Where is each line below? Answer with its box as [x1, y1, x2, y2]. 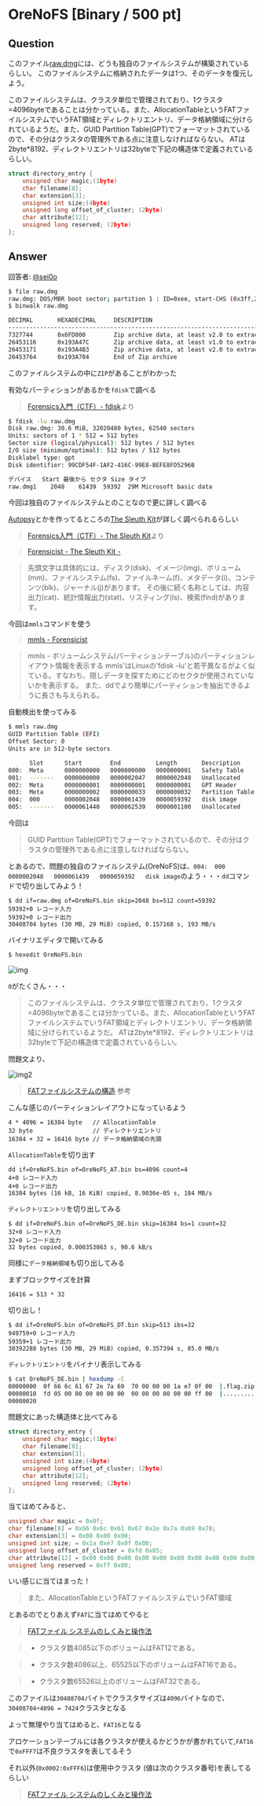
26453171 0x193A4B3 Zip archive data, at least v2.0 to [8, 345, 234, 353]
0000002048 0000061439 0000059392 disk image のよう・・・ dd [8, 872, 229, 881]
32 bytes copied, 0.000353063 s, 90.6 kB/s [8, 1243, 153, 1251]
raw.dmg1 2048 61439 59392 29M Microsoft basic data [8, 482, 213, 491]
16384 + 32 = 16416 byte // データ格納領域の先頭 [8, 1135, 163, 1143]
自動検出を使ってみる [8, 707, 77, 717]
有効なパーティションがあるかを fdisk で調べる [8, 385, 156, 394]
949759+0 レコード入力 [8, 1329, 75, 1337]
